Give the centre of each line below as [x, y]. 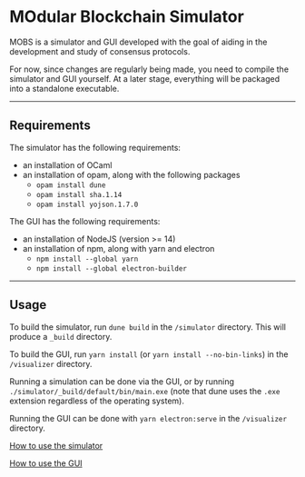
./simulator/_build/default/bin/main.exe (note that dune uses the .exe [145, 391]
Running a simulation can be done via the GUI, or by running [122, 381]
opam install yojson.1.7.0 [87, 204]
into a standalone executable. [64, 88]
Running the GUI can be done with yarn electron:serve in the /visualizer [148, 418]
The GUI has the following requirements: [85, 221]
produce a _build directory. [61, 336]
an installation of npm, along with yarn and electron [118, 248]
